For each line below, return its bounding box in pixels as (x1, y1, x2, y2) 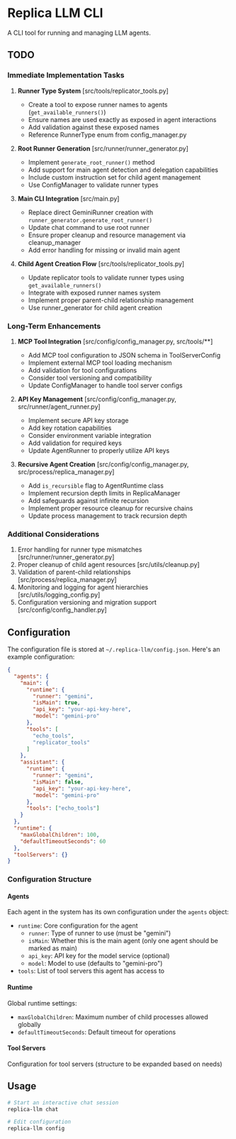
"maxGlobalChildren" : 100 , (20, 831, 100, 838)
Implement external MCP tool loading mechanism (28, 358, 172, 367)
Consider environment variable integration (28, 431, 152, 439)
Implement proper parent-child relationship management (28, 296, 194, 304)
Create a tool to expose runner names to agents (28, 100, 168, 109)
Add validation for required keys (28, 439, 122, 447)
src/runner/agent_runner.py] (17, 402, 101, 411)
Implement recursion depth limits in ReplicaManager (28, 488, 181, 497)
